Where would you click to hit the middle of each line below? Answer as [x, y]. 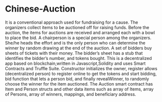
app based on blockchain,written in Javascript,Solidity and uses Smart [75, 63]
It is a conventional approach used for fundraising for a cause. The [72, 22]
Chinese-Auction [40, 9]
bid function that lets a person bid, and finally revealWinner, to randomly [77, 79]
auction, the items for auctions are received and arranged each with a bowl [80, 32]
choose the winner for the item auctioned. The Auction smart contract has [79, 84]
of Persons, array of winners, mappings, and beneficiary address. [71, 94]
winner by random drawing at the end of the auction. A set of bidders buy [79, 48]
